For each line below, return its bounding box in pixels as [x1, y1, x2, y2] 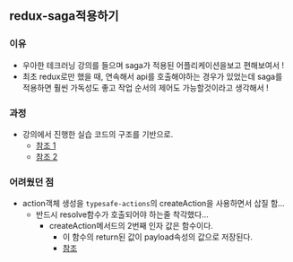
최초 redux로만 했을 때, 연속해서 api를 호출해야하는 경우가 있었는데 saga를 [22, 71, 283, 82]
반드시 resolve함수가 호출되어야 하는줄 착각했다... [35, 209, 209, 220]
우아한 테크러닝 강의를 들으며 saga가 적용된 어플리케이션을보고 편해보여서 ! [22, 59, 285, 70]
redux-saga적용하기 [9, 8, 119, 24]
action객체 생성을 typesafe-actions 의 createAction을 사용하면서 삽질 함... [22, 198, 285, 209]
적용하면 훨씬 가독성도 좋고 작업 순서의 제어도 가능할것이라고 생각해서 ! [22, 82, 269, 92]
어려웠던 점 [9, 176, 55, 188]
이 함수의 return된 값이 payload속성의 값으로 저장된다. [62, 231, 254, 242]
